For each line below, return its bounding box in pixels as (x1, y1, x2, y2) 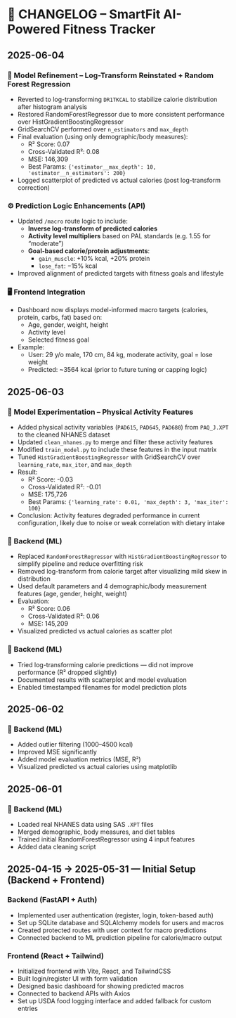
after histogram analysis (17, 102, 88, 111)
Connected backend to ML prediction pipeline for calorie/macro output (17, 933, 223, 941)
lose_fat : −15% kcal (38, 262, 98, 270)
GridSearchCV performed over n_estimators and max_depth (17, 124, 188, 133)
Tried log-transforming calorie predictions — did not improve (17, 660, 194, 669)
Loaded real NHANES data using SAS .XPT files (17, 820, 154, 829)
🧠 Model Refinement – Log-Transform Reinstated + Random (7, 70, 214, 80)
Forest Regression (7, 79, 71, 89)
